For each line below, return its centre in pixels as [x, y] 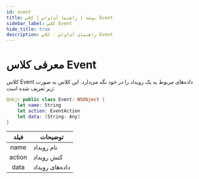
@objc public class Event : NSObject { [56, 100]
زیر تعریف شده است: [31, 89]
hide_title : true [28, 29]
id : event [19, 12]
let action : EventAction [49, 111]
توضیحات [52, 137]
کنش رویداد [48, 158]
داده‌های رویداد [52, 167]
